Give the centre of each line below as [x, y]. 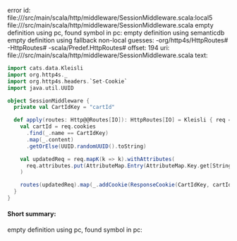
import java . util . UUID [41, 88]
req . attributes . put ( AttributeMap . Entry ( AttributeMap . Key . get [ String [129, 165]
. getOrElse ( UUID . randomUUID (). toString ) [86, 146]
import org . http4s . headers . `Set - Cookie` [68, 81]
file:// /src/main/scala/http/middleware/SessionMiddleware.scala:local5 [110, 18]
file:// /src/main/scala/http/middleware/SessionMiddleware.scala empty [110, 25]
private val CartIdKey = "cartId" [64, 107]
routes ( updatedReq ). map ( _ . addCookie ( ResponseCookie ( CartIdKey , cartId [126, 185]
